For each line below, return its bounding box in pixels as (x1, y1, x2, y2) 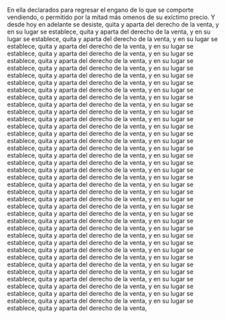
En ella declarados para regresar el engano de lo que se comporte (7, 6, 194, 14)
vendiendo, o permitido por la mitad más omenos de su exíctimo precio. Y (7, 13, 216, 21)
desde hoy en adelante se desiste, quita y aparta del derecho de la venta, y (7, 21, 219, 28)
